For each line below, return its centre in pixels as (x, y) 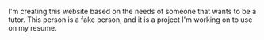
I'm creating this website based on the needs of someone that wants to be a (132, 11)
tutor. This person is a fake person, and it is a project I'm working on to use (130, 20)
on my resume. (33, 28)
